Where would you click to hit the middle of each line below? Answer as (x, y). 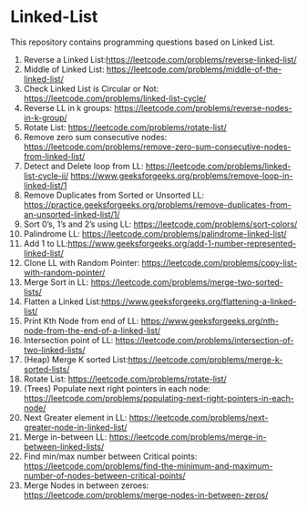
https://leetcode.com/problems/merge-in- (188, 437)
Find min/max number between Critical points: (110, 456)
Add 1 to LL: (46, 243)
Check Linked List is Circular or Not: (91, 88)
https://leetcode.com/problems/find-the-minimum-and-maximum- (148, 465)
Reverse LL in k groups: (68, 107)
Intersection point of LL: (68, 340)
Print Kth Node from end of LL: (81, 321)
